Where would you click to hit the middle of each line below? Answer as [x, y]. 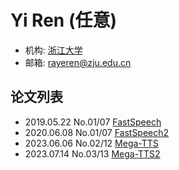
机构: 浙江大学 [53, 50]
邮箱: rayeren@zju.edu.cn [78, 62]
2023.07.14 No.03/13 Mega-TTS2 [92, 153]
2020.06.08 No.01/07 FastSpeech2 [97, 132]
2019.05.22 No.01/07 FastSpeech [93, 122]
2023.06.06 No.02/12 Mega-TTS [91, 143]
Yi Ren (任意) [64, 20]
